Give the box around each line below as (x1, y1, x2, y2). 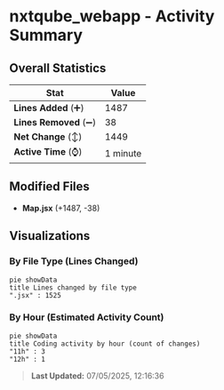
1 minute (104, 147, 142, 159)
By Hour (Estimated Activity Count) (9, 311, 164, 323)
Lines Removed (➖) (13, 116, 96, 128)
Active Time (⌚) (13, 146, 83, 157)
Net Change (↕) (13, 131, 83, 143)
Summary (9, 25, 83, 45)
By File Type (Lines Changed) (9, 255, 139, 267)
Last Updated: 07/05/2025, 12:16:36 (30, 370, 164, 381)
